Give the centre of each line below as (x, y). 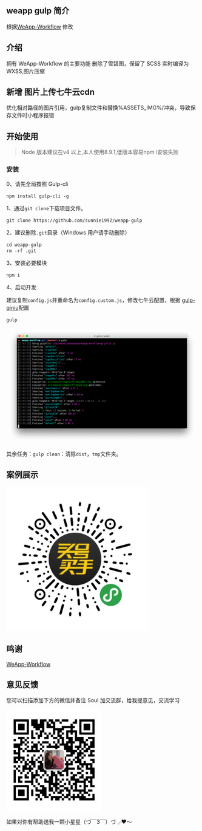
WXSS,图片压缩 (26, 71)
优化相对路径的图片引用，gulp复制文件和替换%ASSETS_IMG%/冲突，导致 (99, 108)
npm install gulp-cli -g (38, 196)
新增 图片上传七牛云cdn (51, 92)
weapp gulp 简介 (38, 11)
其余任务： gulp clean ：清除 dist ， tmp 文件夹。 (64, 454)
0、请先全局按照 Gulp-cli (37, 183)
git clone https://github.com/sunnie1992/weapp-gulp (74, 221)
